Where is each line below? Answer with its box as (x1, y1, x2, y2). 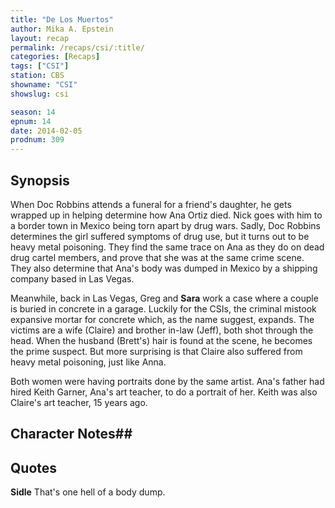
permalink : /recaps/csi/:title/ (10, 42, 145, 53)
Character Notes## (10, 426, 133, 443)
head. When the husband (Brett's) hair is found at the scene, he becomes (10, 334, 313, 346)
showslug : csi (10, 89, 70, 99)
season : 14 (10, 107, 56, 117)
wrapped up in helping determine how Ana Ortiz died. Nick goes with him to (10, 209, 323, 221)
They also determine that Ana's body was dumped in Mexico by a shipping (10, 262, 318, 274)
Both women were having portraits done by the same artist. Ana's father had (10, 375, 325, 387)
